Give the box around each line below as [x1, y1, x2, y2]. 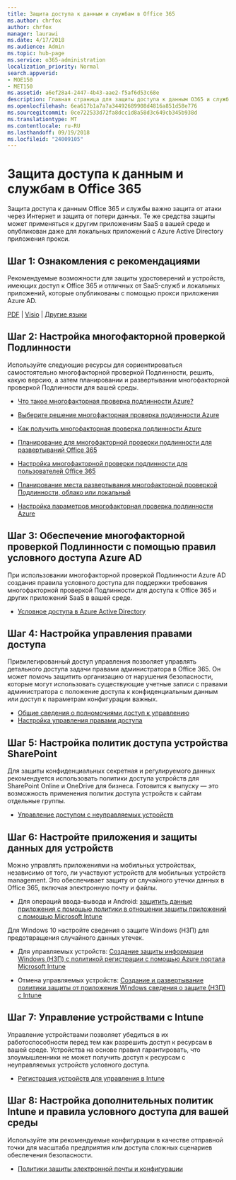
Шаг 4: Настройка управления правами [7, 628, 192, 640]
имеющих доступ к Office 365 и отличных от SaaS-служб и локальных [7, 281, 220, 290]
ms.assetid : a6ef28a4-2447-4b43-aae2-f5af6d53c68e [7, 89, 160, 96]
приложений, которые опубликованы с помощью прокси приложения [7, 289, 219, 297]
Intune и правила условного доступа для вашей [7, 1106, 229, 1118]
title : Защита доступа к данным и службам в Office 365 [7, 10, 175, 18]
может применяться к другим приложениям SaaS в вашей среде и [7, 220, 211, 228]
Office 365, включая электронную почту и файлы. [7, 883, 158, 892]
